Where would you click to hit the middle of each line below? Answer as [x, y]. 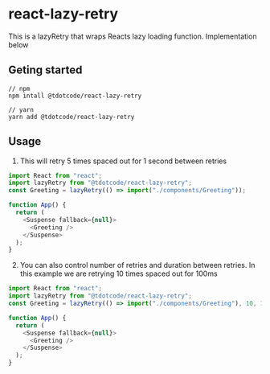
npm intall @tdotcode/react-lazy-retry [75, 96]
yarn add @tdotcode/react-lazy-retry [72, 117]
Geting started [45, 70]
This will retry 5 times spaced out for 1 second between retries [123, 161]
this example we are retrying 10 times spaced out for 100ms [119, 273]
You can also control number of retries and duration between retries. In [137, 265]
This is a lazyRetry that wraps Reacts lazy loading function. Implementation [133, 36]
